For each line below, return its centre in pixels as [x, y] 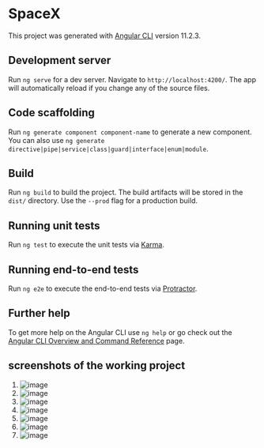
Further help [40, 313]
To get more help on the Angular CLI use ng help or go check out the [120, 332]
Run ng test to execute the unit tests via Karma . [86, 245]
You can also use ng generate [57, 140]
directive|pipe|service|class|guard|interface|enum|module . [108, 149]
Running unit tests [54, 226]
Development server [60, 60]
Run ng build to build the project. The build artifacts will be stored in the [126, 192]
